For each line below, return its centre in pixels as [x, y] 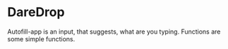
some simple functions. [41, 38]
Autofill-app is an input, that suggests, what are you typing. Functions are [114, 31]
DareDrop [36, 12]
